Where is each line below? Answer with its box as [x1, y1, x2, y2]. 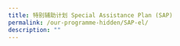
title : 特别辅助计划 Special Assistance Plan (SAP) [8, 11, 174, 19]
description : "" [8, 26, 61, 34]
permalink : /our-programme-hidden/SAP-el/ [8, 19, 149, 27]
